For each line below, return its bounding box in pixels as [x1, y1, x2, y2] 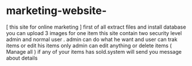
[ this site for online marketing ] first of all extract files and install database [6, 23, 187, 30]
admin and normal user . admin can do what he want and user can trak [6, 36, 178, 43]
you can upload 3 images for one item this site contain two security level [6, 29, 182, 36]
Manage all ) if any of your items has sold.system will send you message [6, 48, 182, 55]
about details [6, 54, 38, 61]
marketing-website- [6, 4, 107, 18]
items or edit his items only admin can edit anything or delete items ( [6, 42, 172, 49]
